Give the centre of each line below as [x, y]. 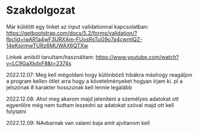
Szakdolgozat [41, 10]
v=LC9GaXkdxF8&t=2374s [39, 63]
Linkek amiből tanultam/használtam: [50, 57]
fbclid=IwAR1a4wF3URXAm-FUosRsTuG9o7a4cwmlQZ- [74, 39]
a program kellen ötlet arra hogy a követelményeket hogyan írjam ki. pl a [95, 81]
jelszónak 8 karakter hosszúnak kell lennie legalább [69, 87]
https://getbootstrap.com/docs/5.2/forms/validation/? [72, 33]
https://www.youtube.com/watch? [137, 57]
